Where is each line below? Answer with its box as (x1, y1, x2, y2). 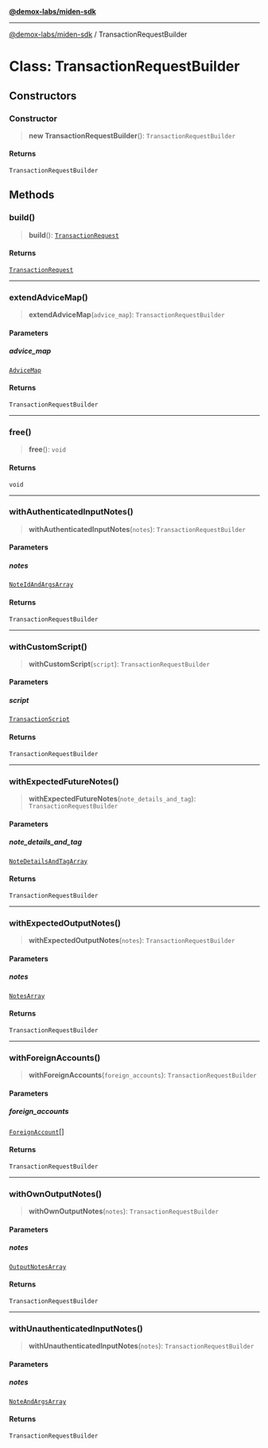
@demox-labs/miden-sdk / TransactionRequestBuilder (9, 29, 188, 39)
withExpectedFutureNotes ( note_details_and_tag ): (28, 794, 196, 803)
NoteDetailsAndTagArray (9, 857, 88, 865)
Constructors (9, 89, 77, 103)
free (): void (28, 444, 67, 454)
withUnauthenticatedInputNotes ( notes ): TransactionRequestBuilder (28, 1341, 254, 1351)
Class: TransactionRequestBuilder (9, 57, 240, 76)
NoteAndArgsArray (9, 1397, 67, 1406)
